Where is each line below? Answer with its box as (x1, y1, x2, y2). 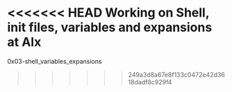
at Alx (7, 35, 42, 50)
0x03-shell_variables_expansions (7, 57, 102, 65)
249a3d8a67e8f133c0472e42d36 (128, 71, 226, 79)
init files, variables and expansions (7, 19, 213, 35)
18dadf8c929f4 (128, 77, 172, 86)
